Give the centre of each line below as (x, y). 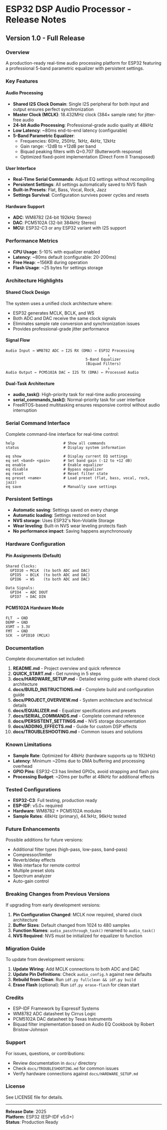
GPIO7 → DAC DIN (28, 597)
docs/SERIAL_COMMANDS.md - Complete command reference (79, 716)
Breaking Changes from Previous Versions (58, 894)
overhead (23, 766)
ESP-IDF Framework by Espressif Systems (56, 1009)
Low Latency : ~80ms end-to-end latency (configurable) (70, 130)
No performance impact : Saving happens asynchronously (73, 531)
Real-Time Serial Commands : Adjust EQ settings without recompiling (84, 179)
